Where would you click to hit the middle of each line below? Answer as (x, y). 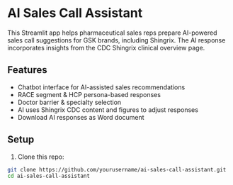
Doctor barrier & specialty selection (69, 102)
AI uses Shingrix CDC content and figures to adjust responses (108, 110)
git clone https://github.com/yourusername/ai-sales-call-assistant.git (117, 169)
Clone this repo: (41, 157)
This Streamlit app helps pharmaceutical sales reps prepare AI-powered (112, 33)
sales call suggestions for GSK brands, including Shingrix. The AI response (116, 40)
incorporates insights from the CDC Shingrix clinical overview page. (106, 47)
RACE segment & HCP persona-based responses (89, 94)
